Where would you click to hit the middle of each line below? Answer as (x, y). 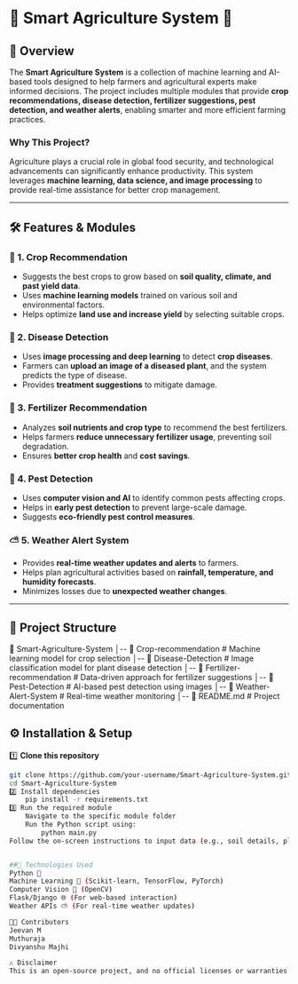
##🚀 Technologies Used (51, 865)
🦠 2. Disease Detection (59, 337)
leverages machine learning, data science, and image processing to (136, 180)
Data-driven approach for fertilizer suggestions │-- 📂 (177, 677)
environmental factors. (63, 305)
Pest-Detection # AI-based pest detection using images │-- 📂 (122, 686)
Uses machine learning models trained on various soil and (129, 295)
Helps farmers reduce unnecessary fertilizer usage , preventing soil (147, 436)
